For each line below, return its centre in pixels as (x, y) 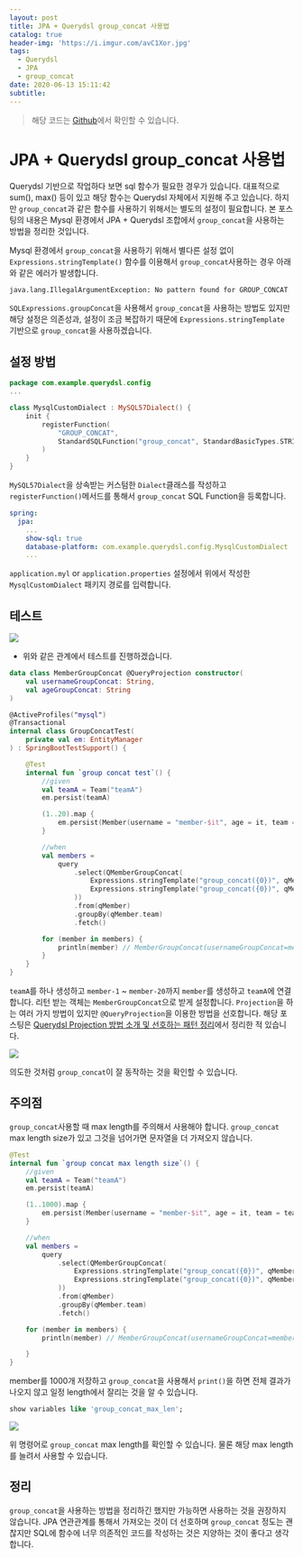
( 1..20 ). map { (68, 814)
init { (38, 416)
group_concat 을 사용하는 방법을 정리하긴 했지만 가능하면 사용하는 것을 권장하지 (148, 1510)
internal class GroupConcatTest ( (72, 731)
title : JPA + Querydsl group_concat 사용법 (89, 26)
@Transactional (38, 723)
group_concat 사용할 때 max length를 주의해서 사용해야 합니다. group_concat (144, 1126)
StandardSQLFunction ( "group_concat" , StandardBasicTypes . (169, 441)
